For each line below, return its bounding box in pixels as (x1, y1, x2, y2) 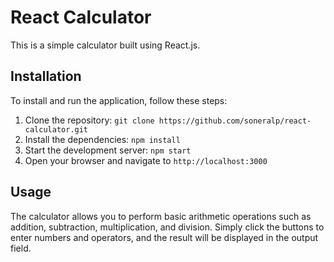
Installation (10, 68, 82, 85)
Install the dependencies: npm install (24, 133, 181, 145)
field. (10, 242, 32, 254)
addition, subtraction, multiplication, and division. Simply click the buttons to (10, 221, 325, 233)
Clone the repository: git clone (24, 114, 155, 126)
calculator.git (24, 124, 89, 135)
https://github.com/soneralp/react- (158, 116, 312, 126)
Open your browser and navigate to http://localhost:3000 (24, 154, 268, 166)
